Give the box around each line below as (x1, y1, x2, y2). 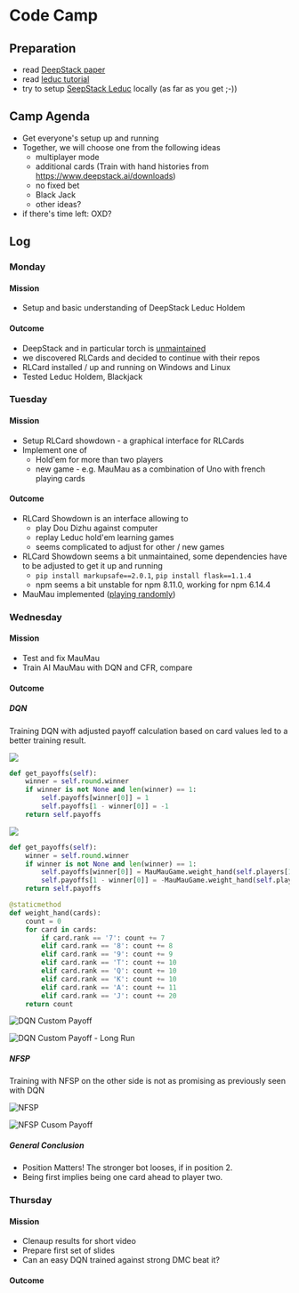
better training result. (9, 735, 86, 746)
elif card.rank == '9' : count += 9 (41, 950, 174, 959)
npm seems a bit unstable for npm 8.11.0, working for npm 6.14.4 (35, 579, 271, 590)
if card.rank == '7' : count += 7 (41, 933, 166, 942)
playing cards (35, 473, 86, 483)
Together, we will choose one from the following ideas (21, 141, 221, 152)
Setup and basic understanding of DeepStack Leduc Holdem (21, 303, 246, 313)
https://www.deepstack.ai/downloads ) (35, 170, 176, 181)
